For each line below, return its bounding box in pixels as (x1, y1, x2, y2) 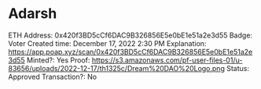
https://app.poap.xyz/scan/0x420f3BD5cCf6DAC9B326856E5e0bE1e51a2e (8, 47, 253, 56)
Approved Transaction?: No (8, 72, 97, 81)
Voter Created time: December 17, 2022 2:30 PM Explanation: (8, 38, 207, 48)
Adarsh (8, 5, 57, 23)
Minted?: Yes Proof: (26, 55, 90, 65)
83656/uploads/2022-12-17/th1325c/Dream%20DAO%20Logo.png (8, 63, 226, 73)
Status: (226, 63, 250, 73)
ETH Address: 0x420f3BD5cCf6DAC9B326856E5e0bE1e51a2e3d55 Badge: (8, 30, 253, 40)
